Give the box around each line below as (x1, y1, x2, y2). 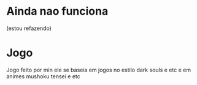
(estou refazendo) (6, 24, 52, 32)
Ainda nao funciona (6, 4, 109, 18)
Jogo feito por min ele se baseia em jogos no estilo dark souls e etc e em (6, 66, 191, 73)
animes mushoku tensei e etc (6, 72, 81, 80)
